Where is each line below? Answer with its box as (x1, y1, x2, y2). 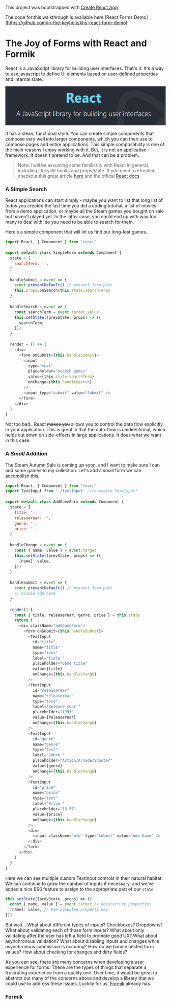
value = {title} (32, 666, 63, 671)
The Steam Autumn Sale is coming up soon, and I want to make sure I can (5, 462, 160, 468)
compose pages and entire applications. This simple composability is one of (5, 142, 165, 148)
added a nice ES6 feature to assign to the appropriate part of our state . (5, 886, 155, 892)
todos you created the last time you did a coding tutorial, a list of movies (5, 203, 157, 209)
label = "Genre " (32, 753, 65, 758)
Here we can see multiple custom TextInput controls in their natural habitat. (5, 875, 163, 881)
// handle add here (14, 591, 56, 596)
